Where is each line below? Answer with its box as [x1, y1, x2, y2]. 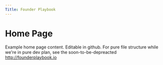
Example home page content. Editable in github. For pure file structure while [5, 44, 159, 50]
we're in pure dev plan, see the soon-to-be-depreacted [5, 49, 117, 55]
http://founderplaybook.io [5, 54, 57, 60]
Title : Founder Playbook [5, 7, 56, 12]
